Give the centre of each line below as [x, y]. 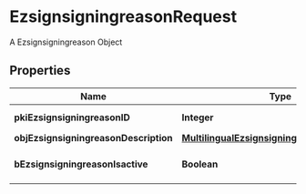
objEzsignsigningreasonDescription [93, 138]
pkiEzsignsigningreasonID [72, 117]
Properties [40, 71]
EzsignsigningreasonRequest [123, 17]
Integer [198, 117]
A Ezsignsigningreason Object [66, 42]
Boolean [200, 164]
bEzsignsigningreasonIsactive [81, 164]
